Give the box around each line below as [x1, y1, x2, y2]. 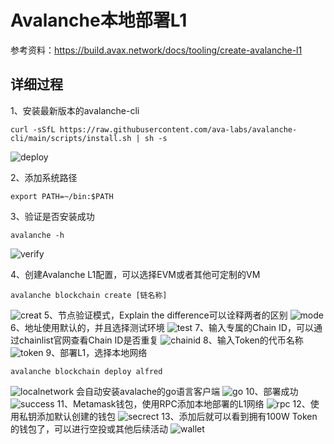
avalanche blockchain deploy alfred [10, 366, 163, 376]
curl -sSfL [10, 124, 56, 135]
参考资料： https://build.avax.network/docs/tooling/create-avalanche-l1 [10, 44, 303, 56]
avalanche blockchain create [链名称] [10, 290, 168, 300]
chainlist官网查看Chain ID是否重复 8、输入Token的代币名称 [18, 334, 304, 346]
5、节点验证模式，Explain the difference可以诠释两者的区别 [43, 309, 288, 321]
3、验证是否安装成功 [10, 210, 95, 222]
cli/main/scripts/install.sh [10, 133, 132, 143]
